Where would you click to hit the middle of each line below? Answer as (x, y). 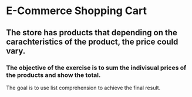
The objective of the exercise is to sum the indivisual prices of (96, 68)
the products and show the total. (53, 75)
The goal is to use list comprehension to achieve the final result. (83, 88)
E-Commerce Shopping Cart (77, 11)
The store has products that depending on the (92, 33)
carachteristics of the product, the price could (92, 41)
